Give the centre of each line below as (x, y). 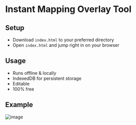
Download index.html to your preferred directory (63, 40)
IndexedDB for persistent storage (47, 78)
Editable (21, 83)
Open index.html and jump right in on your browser (66, 45)
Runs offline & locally (34, 73)
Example (19, 105)
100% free (23, 89)
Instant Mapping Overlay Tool (69, 9)
